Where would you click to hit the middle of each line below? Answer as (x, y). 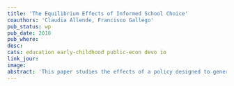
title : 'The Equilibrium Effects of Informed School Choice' (98, 14)
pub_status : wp (29, 26)
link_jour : (23, 59)
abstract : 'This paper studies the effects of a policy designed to (109, 71)
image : (17, 65)
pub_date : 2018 (29, 33)
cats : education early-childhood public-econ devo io (87, 53)
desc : (15, 46)
